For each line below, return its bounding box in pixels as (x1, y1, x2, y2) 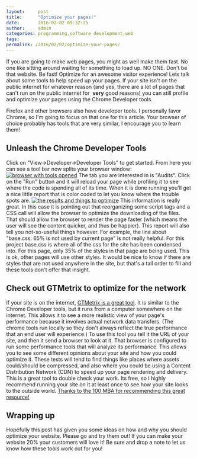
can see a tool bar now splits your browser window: (6, 165, 132, 172)
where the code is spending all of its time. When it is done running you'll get (6, 184, 191, 191)
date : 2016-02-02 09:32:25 (6, 20, 89, 25)
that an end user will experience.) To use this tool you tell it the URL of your (6, 330, 189, 338)
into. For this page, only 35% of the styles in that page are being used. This (6, 247, 190, 254)
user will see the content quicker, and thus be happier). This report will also (6, 222, 190, 229)
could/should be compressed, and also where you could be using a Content (6, 362, 191, 369)
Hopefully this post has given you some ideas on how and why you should (6, 426, 188, 433)
